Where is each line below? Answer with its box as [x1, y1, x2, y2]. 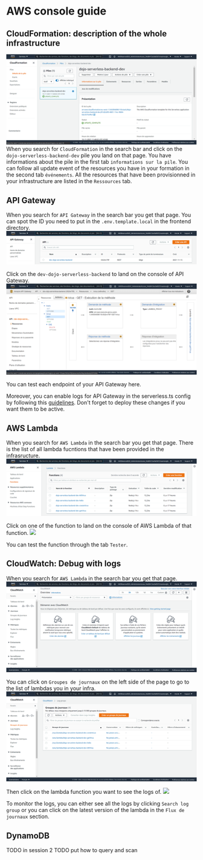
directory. [6, 224, 30, 232]
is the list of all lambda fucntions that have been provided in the [6, 446, 164, 453]
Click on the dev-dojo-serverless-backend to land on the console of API [6, 270, 184, 278]
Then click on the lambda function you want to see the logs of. [6, 788, 162, 796]
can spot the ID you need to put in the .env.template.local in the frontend [6, 218, 192, 225]
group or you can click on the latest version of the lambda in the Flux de [6, 807, 185, 814]
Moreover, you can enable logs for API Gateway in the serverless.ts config [6, 392, 192, 400]
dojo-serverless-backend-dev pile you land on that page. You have [6, 152, 172, 159]
